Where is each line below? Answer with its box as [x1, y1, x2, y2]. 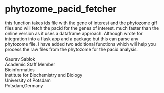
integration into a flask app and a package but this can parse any [5, 36, 139, 42]
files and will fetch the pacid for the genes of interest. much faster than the [5, 25, 159, 31]
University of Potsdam [5, 77, 51, 83]
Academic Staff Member [5, 61, 56, 67]
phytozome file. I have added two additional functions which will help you [5, 41, 156, 47]
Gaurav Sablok [5, 56, 36, 62]
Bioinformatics [5, 66, 35, 73]
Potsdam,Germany [5, 82, 43, 88]
